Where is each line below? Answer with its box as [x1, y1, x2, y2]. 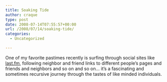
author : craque [5, 12, 38, 17]
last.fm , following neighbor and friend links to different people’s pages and [5, 60, 162, 66]
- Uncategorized [10, 36, 44, 42]
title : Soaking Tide [5, 7, 50, 13]
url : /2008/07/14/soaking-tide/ [5, 27, 74, 32]
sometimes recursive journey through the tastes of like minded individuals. [5, 71, 162, 77]
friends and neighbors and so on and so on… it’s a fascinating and [5, 65, 145, 72]
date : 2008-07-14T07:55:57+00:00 [5, 22, 77, 27]
